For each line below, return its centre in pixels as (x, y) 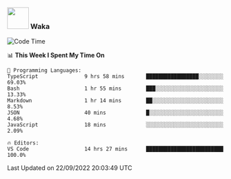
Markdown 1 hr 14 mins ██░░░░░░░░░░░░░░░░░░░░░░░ (115, 101)
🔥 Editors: (23, 143)
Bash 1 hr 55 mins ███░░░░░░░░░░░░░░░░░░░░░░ (115, 89)
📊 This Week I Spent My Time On (56, 55)
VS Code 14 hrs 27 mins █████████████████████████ (115, 149)
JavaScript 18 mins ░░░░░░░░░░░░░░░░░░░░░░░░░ (115, 125)
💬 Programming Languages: (44, 70)
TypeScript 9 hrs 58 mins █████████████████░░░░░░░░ (115, 77)
